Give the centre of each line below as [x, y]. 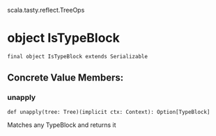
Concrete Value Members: [65, 78]
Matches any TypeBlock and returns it [62, 125]
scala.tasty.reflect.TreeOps [46, 10]
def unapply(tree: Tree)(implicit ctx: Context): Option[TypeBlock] [109, 112]
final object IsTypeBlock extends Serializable [78, 56]
